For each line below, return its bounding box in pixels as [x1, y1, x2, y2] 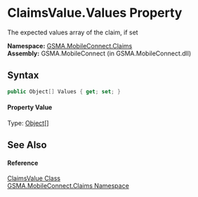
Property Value [7, 103, 53, 111]
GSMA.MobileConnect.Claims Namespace [7, 182, 130, 190]
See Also [7, 139, 47, 151]
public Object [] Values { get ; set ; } [7, 88, 121, 95]
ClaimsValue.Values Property [7, 5, 183, 21]
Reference [7, 158, 39, 167]
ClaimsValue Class [7, 174, 61, 183]
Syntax [7, 69, 39, 81]
